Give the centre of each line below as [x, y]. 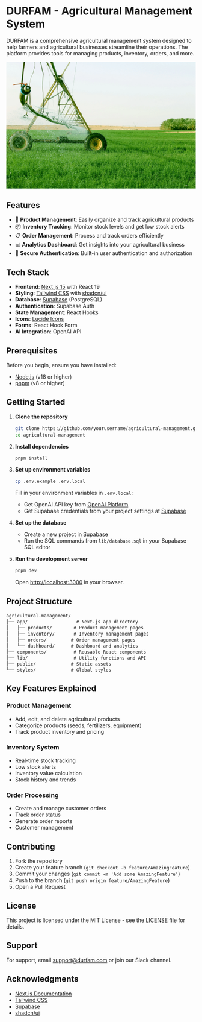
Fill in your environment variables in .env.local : [74, 493]
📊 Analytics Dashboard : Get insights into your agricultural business [100, 245]
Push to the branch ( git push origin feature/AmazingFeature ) [92, 880]
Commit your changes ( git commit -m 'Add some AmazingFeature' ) [97, 874]
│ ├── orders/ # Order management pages [71, 640]
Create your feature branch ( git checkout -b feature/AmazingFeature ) [103, 868]
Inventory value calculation [48, 774]
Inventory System [33, 747]
